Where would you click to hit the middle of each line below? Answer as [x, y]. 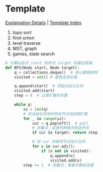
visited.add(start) [35, 91]
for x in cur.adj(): [54, 146]
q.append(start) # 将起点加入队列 [49, 86]
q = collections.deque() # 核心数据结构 [56, 72]
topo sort [22, 32]
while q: [23, 105]
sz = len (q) [36, 109]
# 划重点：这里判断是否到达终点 [61, 128]
